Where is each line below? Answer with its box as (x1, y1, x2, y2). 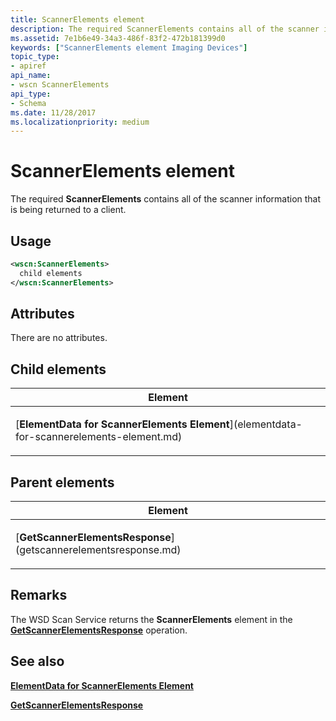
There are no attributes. (10, 332, 108, 344)
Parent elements (10, 474, 115, 491)
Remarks (10, 587, 68, 604)
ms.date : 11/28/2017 (10, 107, 97, 118)
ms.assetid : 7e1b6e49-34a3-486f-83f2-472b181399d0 (10, 33, 226, 43)
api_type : (10, 89, 52, 99)
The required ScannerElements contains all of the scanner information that (10, 193, 322, 205)
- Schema (10, 98, 47, 108)
